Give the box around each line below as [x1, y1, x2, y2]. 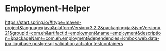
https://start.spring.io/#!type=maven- [5, 19, 82, 25]
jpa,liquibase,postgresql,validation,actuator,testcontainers [5, 40, 123, 46]
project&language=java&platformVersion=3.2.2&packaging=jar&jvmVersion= [5, 24, 161, 30]
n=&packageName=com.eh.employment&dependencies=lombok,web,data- [5, 35, 160, 41]
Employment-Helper [5, 3, 90, 14]
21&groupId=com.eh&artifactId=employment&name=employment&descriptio [5, 30, 161, 36]
